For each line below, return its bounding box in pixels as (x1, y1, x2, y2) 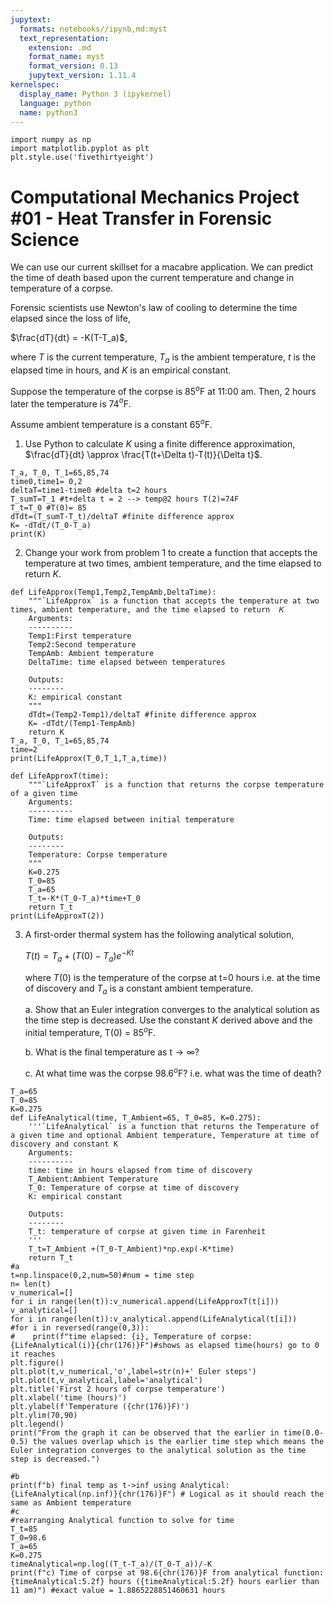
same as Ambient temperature (10, 1497, 132, 1508)
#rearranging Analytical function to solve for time (10, 1515, 235, 1525)
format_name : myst (28, 52, 105, 62)
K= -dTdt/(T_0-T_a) (10, 521, 92, 531)
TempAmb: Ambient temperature (28, 649, 155, 659)
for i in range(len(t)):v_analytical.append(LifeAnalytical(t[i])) (10, 1314, 298, 1324)
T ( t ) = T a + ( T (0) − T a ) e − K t (24, 948, 135, 964)
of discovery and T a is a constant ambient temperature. (24, 982, 254, 996)
